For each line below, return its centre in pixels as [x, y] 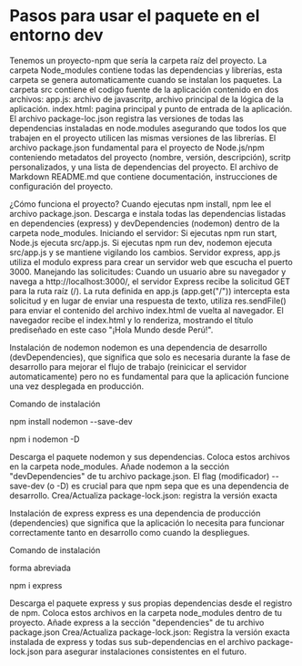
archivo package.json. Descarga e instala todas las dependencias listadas [148, 213]
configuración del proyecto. [61, 186]
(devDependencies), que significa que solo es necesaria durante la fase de [150, 357]
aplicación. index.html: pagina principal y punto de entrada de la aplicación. [151, 108]
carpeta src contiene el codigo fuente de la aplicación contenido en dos [144, 89]
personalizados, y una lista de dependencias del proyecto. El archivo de [144, 167]
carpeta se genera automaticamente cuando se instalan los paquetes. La [146, 79]
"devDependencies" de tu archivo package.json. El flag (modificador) [140, 476]
